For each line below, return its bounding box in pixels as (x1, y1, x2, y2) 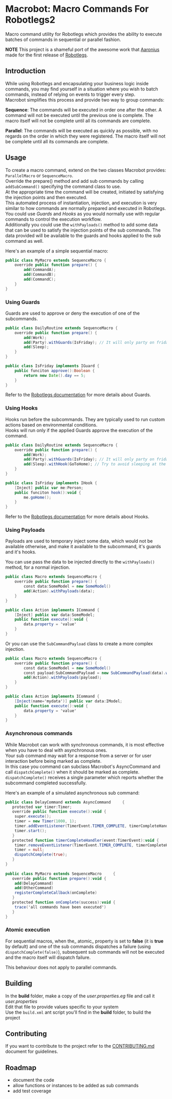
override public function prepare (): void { (12, 876, 106, 881)
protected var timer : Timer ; (12, 804, 72, 809)
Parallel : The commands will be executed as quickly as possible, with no (5, 127, 158, 133)
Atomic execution (5, 926, 50, 933)
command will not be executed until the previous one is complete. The (5, 112, 154, 118)
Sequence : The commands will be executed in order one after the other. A (5, 106, 162, 113)
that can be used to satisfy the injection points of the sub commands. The (5, 227, 161, 233)
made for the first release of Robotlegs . (5, 52, 88, 58)
